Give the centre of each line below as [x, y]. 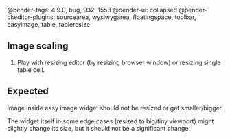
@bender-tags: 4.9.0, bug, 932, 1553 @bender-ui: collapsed [92, 10]
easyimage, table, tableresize [49, 24]
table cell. [31, 69]
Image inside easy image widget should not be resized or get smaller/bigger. [115, 108]
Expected [28, 91]
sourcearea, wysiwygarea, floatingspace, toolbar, [127, 17]
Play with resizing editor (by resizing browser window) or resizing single [119, 62]
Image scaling [38, 46]
